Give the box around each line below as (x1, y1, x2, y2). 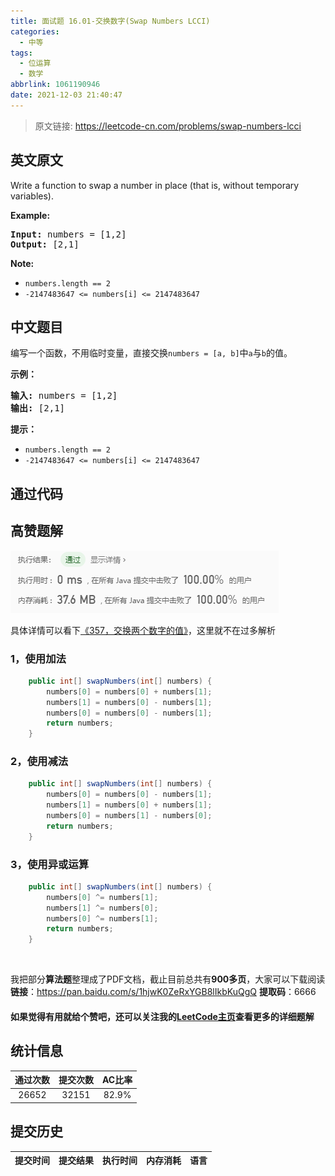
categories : (10, 26, 60, 37)
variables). (10, 190, 54, 202)
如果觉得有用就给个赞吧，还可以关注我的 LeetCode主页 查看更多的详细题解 (10, 1010, 315, 1022)
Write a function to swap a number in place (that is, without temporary (10, 179, 300, 191)
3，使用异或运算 (10, 857, 90, 871)
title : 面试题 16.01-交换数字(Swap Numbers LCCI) (10, 16, 211, 26)
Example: (10, 209, 51, 221)
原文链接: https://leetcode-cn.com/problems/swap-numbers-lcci (34, 120, 302, 132)
